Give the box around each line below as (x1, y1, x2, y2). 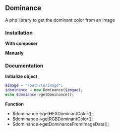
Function (5, 101, 24, 107)
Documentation (5, 63, 44, 69)
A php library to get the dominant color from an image (5, 17, 115, 23)
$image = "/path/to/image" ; (5, 83, 63, 88)
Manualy (5, 50, 24, 56)
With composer (5, 40, 38, 46)
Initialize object (5, 73, 38, 79)
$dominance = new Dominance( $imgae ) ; (5, 88, 83, 93)
